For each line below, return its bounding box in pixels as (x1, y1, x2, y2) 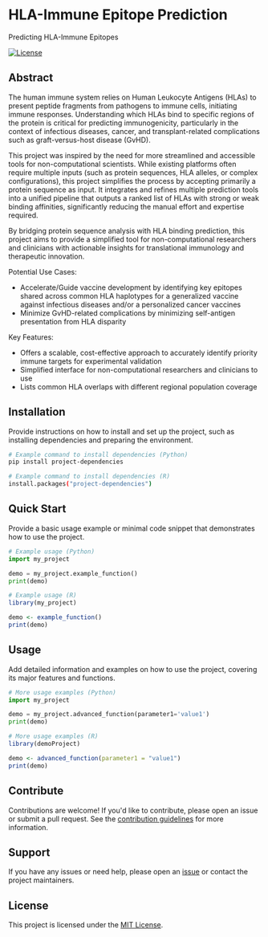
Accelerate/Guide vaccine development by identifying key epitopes (19, 283, 242, 292)
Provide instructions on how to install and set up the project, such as (8, 426, 235, 436)
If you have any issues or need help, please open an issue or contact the (8, 867, 249, 877)
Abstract (8, 71, 54, 85)
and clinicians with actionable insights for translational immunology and (8, 242, 245, 252)
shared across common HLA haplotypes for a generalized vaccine (19, 291, 239, 300)
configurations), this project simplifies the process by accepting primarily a (8, 176, 257, 185)
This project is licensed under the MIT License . (8, 920, 164, 930)
